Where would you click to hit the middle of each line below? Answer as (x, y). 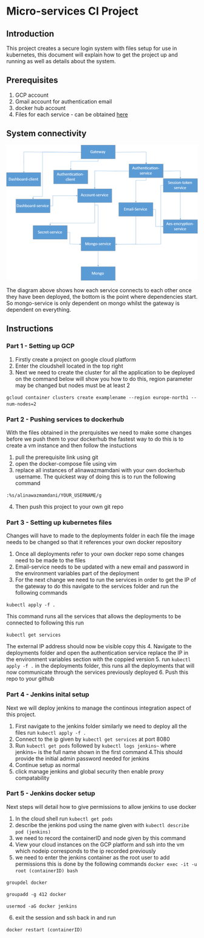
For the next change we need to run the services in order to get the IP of (105, 580)
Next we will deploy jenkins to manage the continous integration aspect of (99, 708)
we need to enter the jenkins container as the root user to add (92, 857)
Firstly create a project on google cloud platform (76, 359)
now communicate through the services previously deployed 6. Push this (97, 672)
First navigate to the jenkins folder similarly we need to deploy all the (101, 726)
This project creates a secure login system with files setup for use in (92, 48)
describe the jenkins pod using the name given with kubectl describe (102, 825)
